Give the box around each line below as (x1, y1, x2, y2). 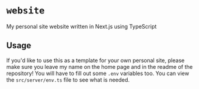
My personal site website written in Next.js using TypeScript (6, 23, 157, 30)
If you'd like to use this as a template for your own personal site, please (6, 57, 185, 64)
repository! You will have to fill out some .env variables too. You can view (6, 69, 190, 77)
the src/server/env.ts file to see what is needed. (6, 76, 130, 84)
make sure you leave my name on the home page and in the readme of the (6, 63, 193, 70)
